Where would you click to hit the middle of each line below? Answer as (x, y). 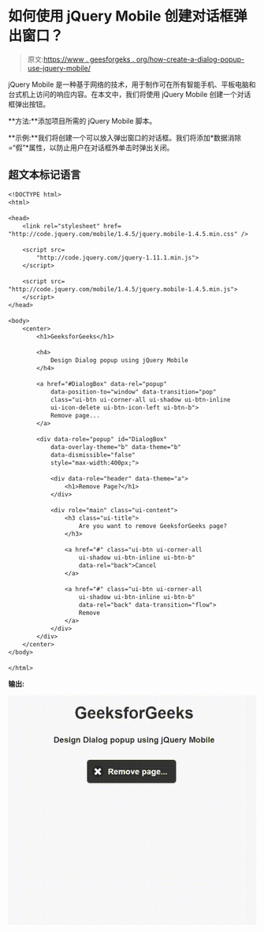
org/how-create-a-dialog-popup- (190, 59)
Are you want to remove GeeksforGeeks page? (152, 526)
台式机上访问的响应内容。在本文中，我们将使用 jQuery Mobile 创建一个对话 (130, 94)
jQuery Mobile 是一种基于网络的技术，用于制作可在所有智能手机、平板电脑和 (132, 84)
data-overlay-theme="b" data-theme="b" (115, 447)
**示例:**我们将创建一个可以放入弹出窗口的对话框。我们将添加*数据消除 (125, 137)
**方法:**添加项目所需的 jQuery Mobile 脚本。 (82, 121)
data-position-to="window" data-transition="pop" (133, 391)
